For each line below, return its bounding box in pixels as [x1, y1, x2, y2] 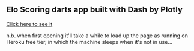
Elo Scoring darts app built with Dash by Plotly [6, 5, 183, 15]
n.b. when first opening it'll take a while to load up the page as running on [6, 32, 188, 39]
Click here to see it [6, 20, 53, 27]
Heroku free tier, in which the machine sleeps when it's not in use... [6, 38, 173, 45]
